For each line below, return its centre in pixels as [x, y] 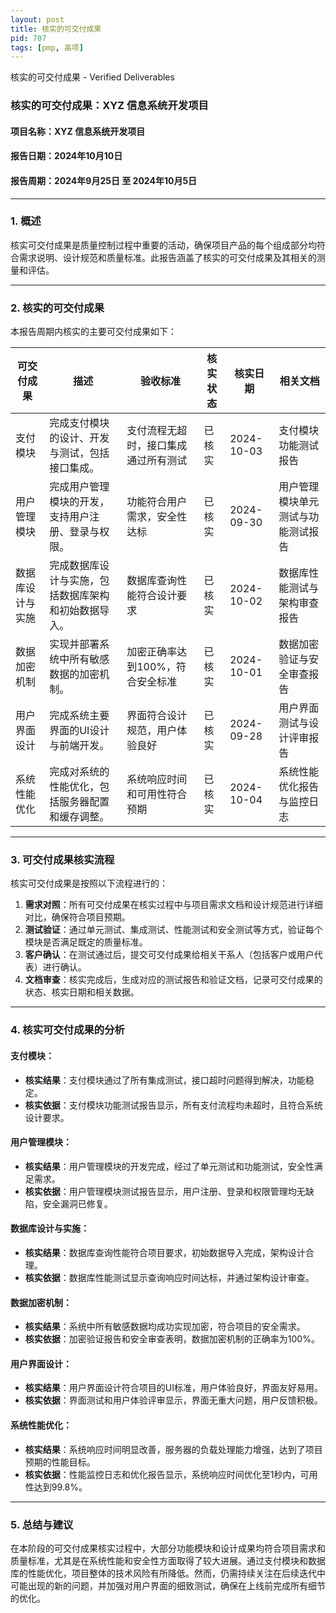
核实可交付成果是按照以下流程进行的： [89, 883]
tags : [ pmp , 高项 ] [47, 47]
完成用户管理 [79, 487]
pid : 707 [28, 38]
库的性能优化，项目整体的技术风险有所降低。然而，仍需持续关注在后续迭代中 [168, 1573]
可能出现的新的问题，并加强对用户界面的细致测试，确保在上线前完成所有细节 [168, 1585]
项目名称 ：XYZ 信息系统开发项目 [78, 131]
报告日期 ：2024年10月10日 [66, 156]
